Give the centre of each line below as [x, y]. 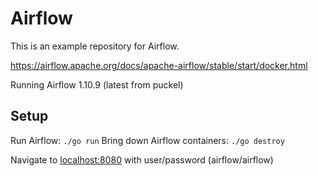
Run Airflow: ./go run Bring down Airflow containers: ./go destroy [147, 140]
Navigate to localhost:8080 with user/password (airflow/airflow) [142, 159]
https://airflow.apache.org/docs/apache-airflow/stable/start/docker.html [159, 65]
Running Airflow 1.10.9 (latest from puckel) [97, 84]
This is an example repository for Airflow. [95, 46]
